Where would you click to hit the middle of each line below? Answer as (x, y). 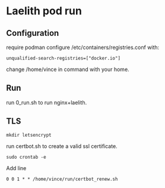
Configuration (33, 33)
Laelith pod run (44, 11)
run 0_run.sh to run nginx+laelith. (47, 102)
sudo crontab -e (26, 157)
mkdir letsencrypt (29, 135)
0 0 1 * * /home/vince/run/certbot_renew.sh (62, 179)
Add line (16, 168)
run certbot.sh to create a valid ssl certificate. (62, 146)
